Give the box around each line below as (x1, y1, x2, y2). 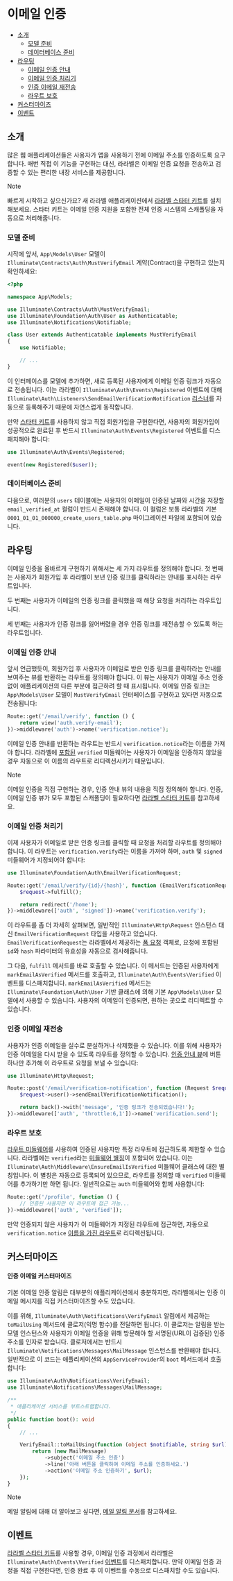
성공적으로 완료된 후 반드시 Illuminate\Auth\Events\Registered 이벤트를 (7, 426, 208, 434)
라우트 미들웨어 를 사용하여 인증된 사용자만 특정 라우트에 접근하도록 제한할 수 (7, 1145, 213, 1153)
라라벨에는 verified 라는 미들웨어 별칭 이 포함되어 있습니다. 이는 (21, 1153, 193, 1162)
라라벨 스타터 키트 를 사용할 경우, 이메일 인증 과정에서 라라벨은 (7, 1549, 174, 1557)
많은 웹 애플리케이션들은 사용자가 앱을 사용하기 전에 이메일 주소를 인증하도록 (7, 151, 213, 159)
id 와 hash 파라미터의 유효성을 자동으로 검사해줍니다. (7, 947, 148, 955)
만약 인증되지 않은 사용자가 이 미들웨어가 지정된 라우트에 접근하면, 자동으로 (7, 1219, 209, 1228)
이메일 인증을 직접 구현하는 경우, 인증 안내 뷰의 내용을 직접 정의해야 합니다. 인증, (7, 785, 223, 793)
